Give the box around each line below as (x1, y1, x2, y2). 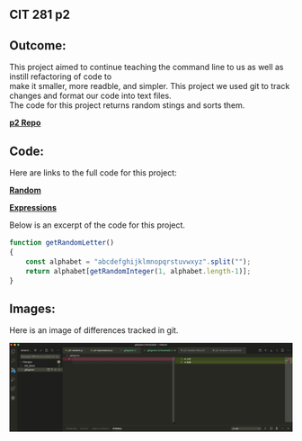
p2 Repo (9, 117, 41, 129)
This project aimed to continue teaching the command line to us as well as (9, 62, 284, 73)
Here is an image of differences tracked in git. (9, 325, 179, 336)
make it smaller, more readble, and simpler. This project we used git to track (9, 81, 290, 92)
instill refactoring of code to (9, 71, 112, 82)
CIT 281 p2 (9, 7, 70, 22)
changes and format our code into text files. (9, 90, 173, 102)
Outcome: (9, 38, 67, 53)
